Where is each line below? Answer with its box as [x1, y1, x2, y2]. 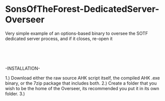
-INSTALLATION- [5, 65, 40, 71]
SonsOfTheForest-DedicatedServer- [5, 3, 160, 15]
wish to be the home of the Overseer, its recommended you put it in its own [5, 85, 160, 91]
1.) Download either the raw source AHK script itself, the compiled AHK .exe [5, 75, 160, 81]
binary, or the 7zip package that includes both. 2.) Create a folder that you [5, 80, 157, 86]
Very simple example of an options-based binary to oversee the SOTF [5, 30, 148, 36]
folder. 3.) [5, 91, 25, 97]
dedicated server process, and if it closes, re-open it [5, 36, 113, 42]
